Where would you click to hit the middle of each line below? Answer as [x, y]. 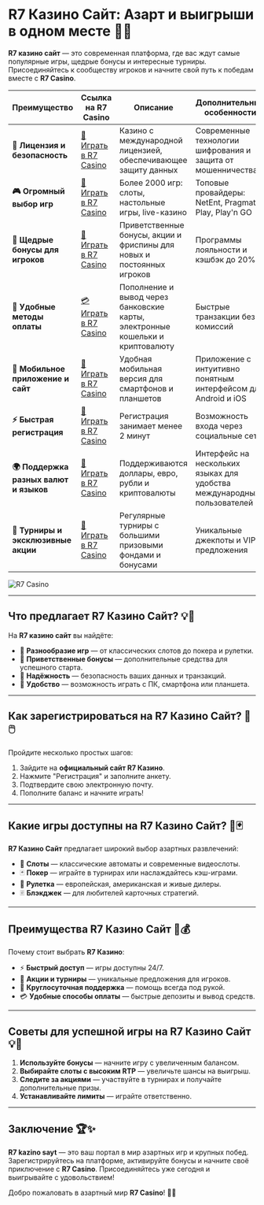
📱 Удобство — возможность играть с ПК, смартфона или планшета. [134, 684]
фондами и [140, 554]
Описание [154, 107]
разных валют [40, 480]
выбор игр [33, 204]
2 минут [135, 436]
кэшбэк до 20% [225, 259]
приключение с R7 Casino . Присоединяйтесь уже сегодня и [109, 1169]
